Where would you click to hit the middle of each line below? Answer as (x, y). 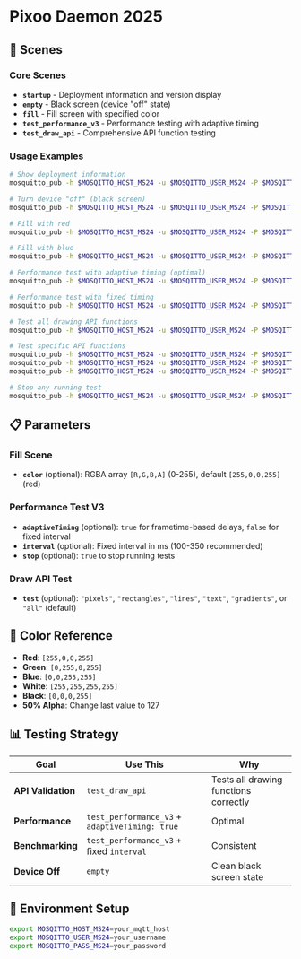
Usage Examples (47, 156)
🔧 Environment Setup (69, 908)
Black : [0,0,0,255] (57, 695)
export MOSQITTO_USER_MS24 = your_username (88, 938)
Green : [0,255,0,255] (62, 667)
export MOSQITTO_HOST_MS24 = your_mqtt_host (90, 929)
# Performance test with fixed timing (82, 297)
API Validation (45, 790)
